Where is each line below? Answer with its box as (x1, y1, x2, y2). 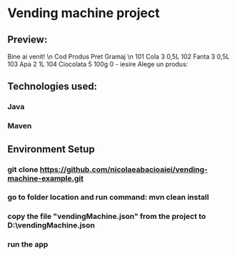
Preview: (7, 34, 48, 46)
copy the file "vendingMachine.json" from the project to (7, 212, 206, 222)
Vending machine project (7, 5, 160, 21)
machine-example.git (7, 173, 84, 183)
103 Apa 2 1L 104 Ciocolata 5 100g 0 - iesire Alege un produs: (7, 60, 188, 68)
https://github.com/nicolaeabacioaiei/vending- (39, 164, 208, 174)
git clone (7, 164, 39, 174)
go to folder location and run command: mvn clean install (7, 193, 209, 203)
